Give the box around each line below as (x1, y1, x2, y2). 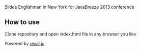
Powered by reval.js (4, 40, 45, 46)
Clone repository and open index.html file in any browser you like (4, 31, 136, 37)
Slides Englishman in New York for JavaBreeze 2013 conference (4, 4, 135, 10)
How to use (4, 18, 40, 26)
